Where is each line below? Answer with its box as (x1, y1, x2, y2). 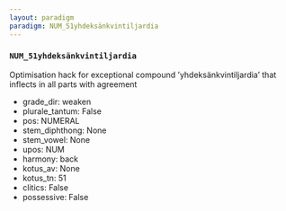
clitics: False (22, 181, 69, 193)
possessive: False (22, 191, 89, 202)
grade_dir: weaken (22, 96, 92, 107)
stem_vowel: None (22, 134, 91, 145)
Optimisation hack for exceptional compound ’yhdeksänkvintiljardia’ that (9, 69, 277, 80)
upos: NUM (22, 144, 66, 154)
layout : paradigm (9, 13, 75, 22)
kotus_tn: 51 (22, 172, 67, 183)
